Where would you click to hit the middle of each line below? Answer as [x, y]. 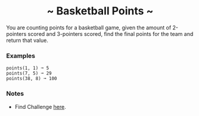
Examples [21, 56]
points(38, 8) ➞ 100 [32, 79]
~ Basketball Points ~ [100, 11]
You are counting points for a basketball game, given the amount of [89, 28]
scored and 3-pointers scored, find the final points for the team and [111, 33]
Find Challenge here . [41, 106]
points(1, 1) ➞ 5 [28, 68]
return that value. [27, 40]
